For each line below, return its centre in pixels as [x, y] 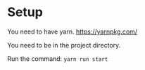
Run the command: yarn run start [58, 58]
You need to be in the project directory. [64, 45]
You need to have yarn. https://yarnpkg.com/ [72, 31]
